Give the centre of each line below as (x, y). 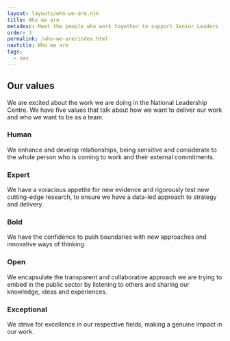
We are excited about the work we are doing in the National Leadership (107, 102)
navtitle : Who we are (38, 45)
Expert (18, 174)
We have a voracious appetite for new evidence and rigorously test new (108, 190)
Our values (31, 86)
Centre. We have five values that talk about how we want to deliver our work (115, 110)
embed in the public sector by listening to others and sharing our (98, 284)
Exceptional (27, 309)
